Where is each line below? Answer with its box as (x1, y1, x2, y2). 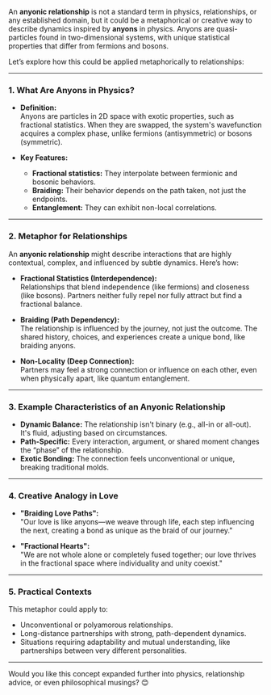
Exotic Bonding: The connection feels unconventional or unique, (19, 453, 236, 463)
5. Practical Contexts (8, 586, 93, 597)
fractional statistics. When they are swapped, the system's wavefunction (19, 120, 262, 130)
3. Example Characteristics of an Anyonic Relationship (8, 401, 226, 412)
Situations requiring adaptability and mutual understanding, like (19, 638, 231, 647)
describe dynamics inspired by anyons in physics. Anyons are (8, 24, 215, 33)
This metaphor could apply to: (8, 604, 109, 614)
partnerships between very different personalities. (19, 646, 187, 655)
